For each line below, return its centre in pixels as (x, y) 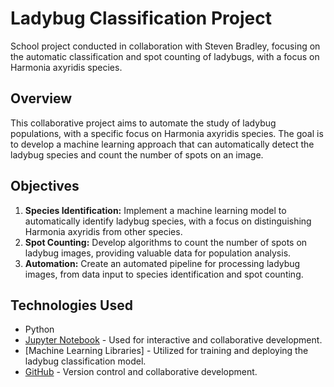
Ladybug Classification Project (141, 18)
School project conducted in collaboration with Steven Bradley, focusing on (165, 46)
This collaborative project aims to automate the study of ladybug (143, 123)
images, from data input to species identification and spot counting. (164, 274)
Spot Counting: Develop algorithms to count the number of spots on (166, 242)
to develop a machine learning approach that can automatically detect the (162, 144)
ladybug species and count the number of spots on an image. (137, 154)
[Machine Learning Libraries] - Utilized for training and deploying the (166, 351)
